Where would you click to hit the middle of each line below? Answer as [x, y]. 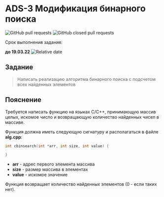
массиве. [15, 122]
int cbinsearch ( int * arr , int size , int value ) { [57, 146]
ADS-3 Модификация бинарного [76, 9]
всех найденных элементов [46, 84]
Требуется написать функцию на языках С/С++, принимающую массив [81, 112]
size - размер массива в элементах [50, 169]
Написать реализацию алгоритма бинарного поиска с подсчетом [86, 79]
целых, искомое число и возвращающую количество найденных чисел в [82, 117]
